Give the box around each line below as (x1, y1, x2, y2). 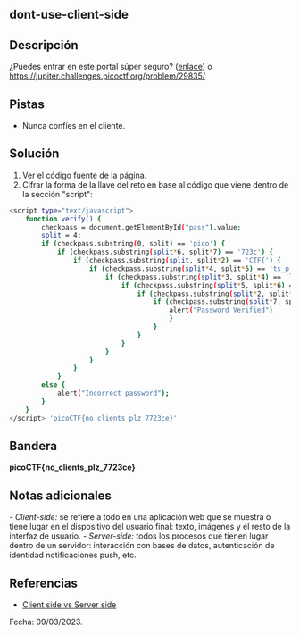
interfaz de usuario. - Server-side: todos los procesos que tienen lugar (9, 531, 269, 541)
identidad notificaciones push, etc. (9, 549, 137, 561)
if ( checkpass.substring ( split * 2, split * (137, 289, 294, 298)
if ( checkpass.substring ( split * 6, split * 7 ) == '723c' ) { (56, 247, 274, 257)
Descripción (9, 38, 79, 53)
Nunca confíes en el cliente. (21, 121, 126, 131)
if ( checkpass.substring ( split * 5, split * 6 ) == (121, 280, 297, 289)
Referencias (9, 575, 79, 590)
